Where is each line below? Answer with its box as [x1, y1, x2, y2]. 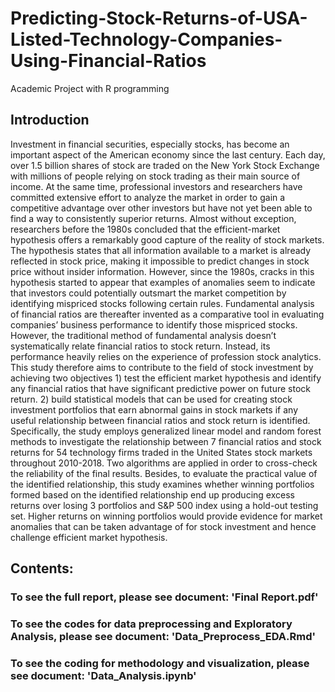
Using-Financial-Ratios [10, 50, 207, 72]
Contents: [10, 560, 74, 577]
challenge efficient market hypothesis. [10, 531, 168, 543]
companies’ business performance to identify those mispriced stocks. [10, 318, 298, 331]
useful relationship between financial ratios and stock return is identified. [10, 414, 311, 426]
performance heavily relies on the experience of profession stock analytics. [10, 350, 322, 362]
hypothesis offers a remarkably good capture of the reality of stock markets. [10, 233, 325, 246]
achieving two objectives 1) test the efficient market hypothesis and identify [10, 372, 322, 384]
